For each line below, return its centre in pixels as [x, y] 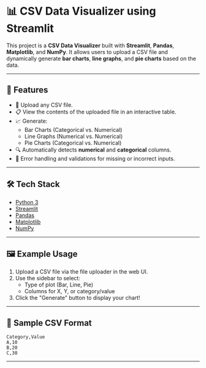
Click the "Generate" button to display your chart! [78, 298]
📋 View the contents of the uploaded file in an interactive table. [96, 112]
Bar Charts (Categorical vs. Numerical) [73, 129]
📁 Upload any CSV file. [44, 105]
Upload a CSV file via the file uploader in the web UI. [82, 272]
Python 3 [27, 202]
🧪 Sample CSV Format [49, 323]
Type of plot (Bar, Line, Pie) [59, 285]
